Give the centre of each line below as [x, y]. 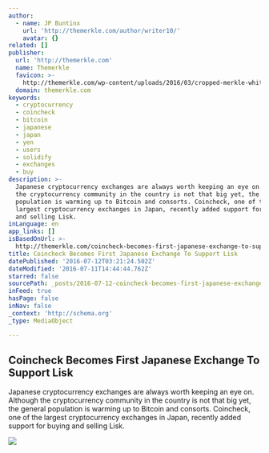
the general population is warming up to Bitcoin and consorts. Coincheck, [129, 409]
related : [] [28, 46]
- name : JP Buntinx [48, 23]
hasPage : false [34, 299]
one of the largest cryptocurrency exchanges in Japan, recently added [125, 418]
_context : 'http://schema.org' [60, 313]
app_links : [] [32, 232]
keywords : [25, 98]
